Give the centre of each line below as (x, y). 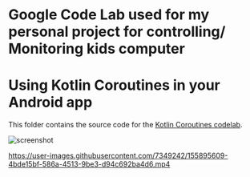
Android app (50, 103)
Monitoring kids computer (97, 49)
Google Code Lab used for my (109, 15)
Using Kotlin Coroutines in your (114, 85)
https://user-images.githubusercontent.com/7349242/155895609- (118, 156)
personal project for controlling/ (117, 32)
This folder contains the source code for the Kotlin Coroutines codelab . (125, 125)
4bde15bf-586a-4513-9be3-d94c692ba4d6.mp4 (89, 164)
